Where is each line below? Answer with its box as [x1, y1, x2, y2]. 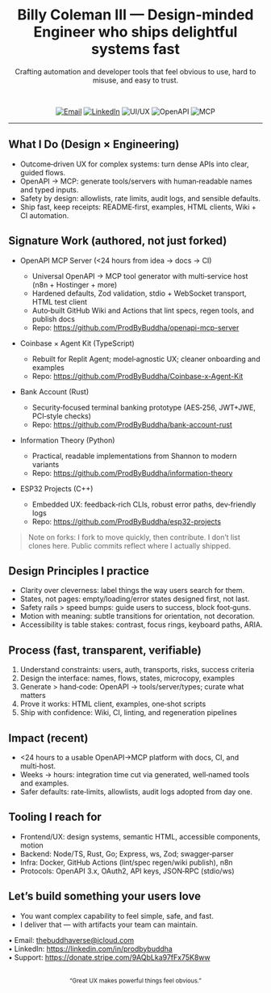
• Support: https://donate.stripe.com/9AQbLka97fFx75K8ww [8, 952, 211, 962]
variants [31, 459, 60, 469]
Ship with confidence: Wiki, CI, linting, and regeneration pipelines [19, 708, 238, 717]
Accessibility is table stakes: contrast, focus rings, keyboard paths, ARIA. [19, 620, 263, 629]
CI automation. [19, 210, 69, 220]
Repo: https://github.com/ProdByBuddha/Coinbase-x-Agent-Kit [31, 371, 244, 381]
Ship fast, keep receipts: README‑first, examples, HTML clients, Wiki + [19, 202, 256, 212]
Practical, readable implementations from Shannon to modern [31, 451, 237, 461]
